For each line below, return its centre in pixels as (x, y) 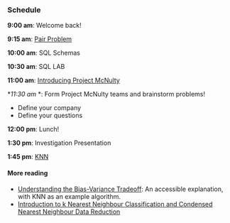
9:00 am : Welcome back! (44, 26)
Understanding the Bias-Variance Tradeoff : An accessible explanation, (120, 189)
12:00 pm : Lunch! (33, 129)
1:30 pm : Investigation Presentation (59, 143)
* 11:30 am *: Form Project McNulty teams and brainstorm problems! (106, 94)
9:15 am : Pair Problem (40, 39)
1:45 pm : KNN (28, 157)
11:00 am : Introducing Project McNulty (64, 80)
